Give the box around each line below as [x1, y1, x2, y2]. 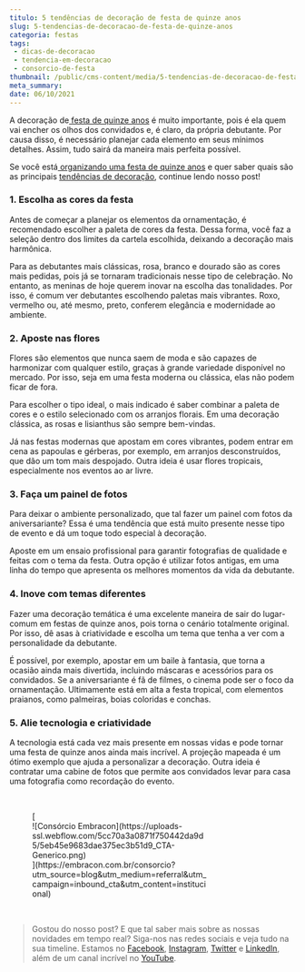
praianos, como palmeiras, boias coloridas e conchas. [9, 694, 212, 704]
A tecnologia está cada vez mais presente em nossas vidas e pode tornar [9, 736, 284, 747]
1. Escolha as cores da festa [9, 193, 134, 206]
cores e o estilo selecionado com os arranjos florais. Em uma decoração [9, 409, 280, 420]
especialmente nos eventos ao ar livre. [9, 465, 154, 476]
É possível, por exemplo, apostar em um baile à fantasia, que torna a [9, 654, 266, 665]
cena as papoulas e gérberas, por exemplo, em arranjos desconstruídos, [9, 446, 281, 457]
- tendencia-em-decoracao [13, 56, 112, 65]
